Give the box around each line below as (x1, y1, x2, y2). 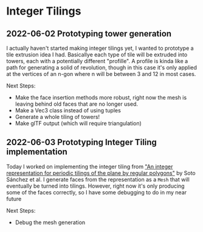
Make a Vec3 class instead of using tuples (15, 107, 122, 114)
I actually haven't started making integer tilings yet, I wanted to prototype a (6, 44, 194, 52)
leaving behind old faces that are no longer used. (15, 100, 139, 107)
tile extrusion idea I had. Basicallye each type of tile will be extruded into (6, 51, 188, 58)
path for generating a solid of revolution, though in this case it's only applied (6, 64, 198, 71)
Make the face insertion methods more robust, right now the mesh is (15, 94, 187, 101)
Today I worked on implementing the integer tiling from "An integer (6, 163, 173, 170)
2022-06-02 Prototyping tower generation (6, 29, 172, 39)
